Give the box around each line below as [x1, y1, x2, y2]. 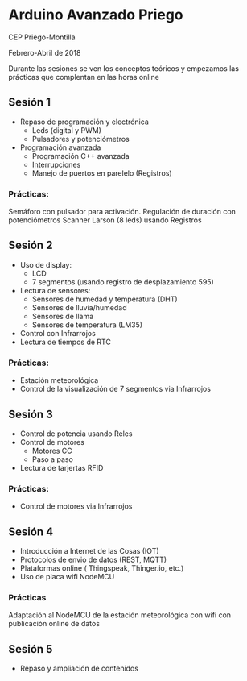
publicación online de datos [8, 619, 101, 629]
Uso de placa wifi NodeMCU [19, 572, 115, 582]
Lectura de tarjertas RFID [19, 463, 104, 472]
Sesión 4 [8, 525, 54, 538]
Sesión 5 [8, 642, 53, 656]
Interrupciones [31, 160, 81, 169]
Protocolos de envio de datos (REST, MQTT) [19, 554, 167, 565]
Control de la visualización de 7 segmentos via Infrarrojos [19, 384, 212, 394]
